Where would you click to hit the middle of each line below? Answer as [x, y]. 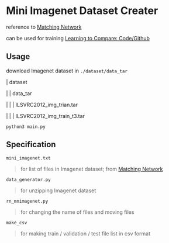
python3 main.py [26, 127]
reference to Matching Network [44, 27]
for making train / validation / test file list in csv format [85, 233]
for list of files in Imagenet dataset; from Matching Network [92, 169]
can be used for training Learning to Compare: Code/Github [78, 38]
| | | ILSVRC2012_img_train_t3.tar [45, 116]
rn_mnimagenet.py [27, 201]
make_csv [17, 223]
